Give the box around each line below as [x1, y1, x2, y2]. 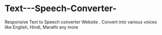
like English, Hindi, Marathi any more [4, 24, 79, 30]
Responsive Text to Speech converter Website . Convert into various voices [4, 19, 158, 25]
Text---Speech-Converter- [4, 3, 117, 14]
